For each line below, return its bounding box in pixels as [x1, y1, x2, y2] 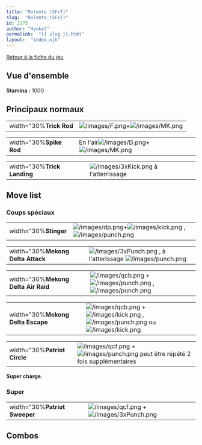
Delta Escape [9, 318, 48, 326]
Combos [6, 431, 39, 441]
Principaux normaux [6, 104, 84, 115]
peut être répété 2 [139, 350, 191, 358]
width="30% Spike [9, 138, 62, 147]
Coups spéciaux [6, 208, 55, 216]
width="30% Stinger [9, 227, 67, 235]
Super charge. [6, 373, 43, 380]
